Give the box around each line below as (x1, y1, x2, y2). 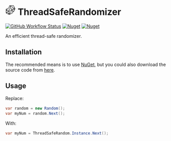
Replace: (5, 95, 24, 101)
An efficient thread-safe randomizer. (5, 33, 82, 39)
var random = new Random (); (5, 106, 66, 111)
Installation (5, 48, 42, 57)
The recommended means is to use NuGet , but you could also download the (5, 61, 166, 67)
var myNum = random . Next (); (5, 111, 66, 116)
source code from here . (5, 66, 55, 73)
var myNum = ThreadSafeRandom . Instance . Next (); (5, 131, 109, 136)
